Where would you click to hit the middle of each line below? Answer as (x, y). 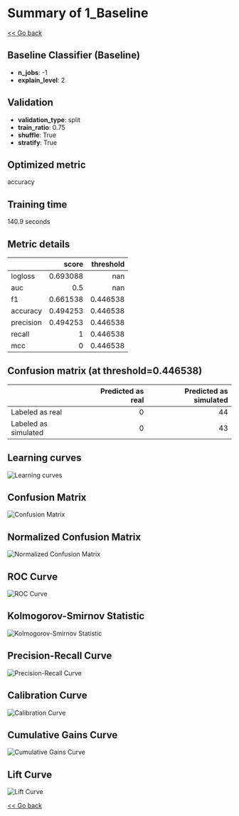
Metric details (39, 244)
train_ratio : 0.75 (41, 127)
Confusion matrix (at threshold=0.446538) (105, 371)
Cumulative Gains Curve (63, 735)
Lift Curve (30, 774)
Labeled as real (37, 412)
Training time (37, 204)
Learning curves (44, 458)
